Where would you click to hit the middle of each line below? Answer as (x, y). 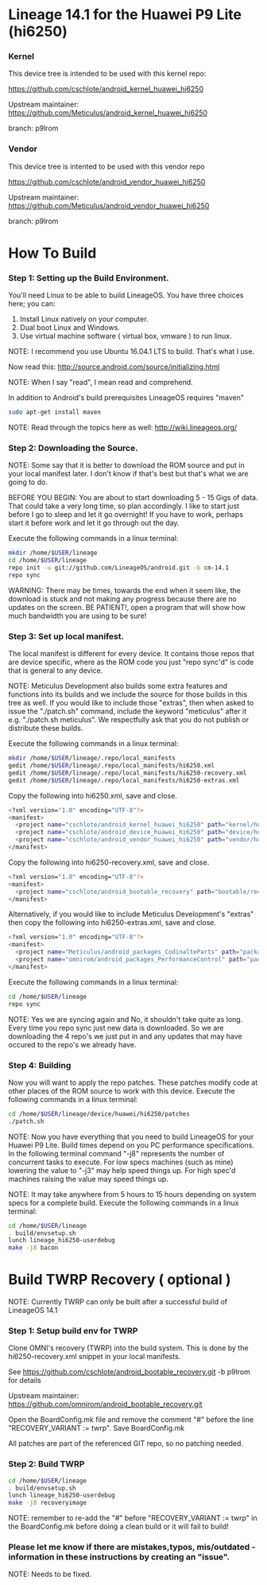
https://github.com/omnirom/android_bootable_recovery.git (105, 1404)
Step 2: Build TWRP (46, 1464)
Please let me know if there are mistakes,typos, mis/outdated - (132, 1547)
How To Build (52, 253)
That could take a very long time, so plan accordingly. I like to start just (124, 506)
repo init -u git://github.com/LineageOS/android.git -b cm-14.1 (118, 568)
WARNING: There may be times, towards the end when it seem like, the (124, 590)
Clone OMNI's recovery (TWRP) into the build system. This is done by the (128, 1348)
